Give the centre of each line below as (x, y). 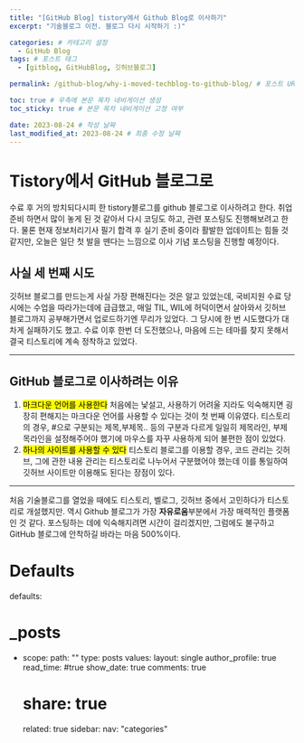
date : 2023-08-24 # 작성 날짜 (62, 125)
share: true (65, 704)
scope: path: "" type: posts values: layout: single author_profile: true (149, 657)
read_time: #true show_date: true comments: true (114, 667)
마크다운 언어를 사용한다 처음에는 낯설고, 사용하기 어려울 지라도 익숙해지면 (153, 404)
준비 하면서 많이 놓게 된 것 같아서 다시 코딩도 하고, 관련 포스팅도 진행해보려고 (144, 219)
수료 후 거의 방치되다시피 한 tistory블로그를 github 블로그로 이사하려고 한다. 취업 (151, 208)
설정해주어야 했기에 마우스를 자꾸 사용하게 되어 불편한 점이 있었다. (170, 438)
